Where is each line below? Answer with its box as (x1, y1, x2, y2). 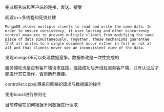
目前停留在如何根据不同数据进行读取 (5, 102, 78, 108)
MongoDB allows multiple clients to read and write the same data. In (5, 24, 152, 29)
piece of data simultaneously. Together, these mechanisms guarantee (5, 37, 150, 42)
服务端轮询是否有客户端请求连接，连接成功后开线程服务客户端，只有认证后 (5, 65, 155, 70)
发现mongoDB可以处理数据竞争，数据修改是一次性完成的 (5, 55, 120, 60)
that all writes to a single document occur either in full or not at (5, 41, 152, 46)
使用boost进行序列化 (5, 92, 47, 97)
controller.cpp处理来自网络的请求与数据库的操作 (5, 81, 102, 87)
